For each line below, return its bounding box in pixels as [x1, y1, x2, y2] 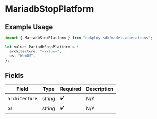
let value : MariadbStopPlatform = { [5, 44, 79, 49]
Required [60, 86, 81, 93]
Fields [5, 71, 24, 80]
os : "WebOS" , [9, 53, 36, 58]
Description [86, 86, 114, 93]
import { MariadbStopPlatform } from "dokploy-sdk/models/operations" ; [5, 35, 153, 40]
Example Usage [5, 23, 53, 31]
